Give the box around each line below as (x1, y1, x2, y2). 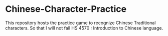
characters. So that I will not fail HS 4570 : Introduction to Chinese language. (5, 25, 163, 31)
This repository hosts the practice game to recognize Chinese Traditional (5, 20, 156, 26)
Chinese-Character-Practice (5, 3, 127, 15)
